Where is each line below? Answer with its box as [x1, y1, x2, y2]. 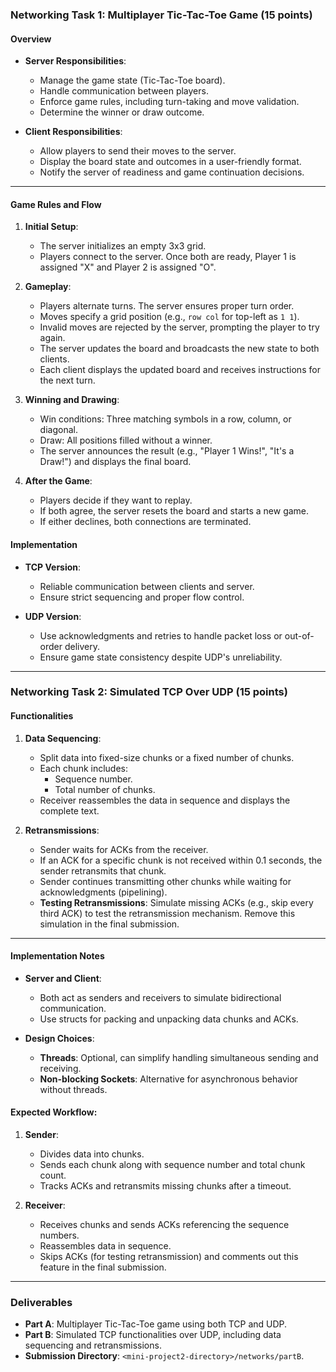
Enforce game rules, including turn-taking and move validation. [39, 96, 300, 108]
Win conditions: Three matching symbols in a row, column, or [39, 413, 292, 425]
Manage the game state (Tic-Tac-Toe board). [39, 74, 226, 87]
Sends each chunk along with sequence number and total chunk [39, 1159, 306, 1171]
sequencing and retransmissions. [24, 1339, 162, 1352]
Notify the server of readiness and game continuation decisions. [39, 166, 305, 178]
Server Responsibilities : [24, 55, 127, 67]
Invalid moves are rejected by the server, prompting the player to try [39, 321, 320, 333]
